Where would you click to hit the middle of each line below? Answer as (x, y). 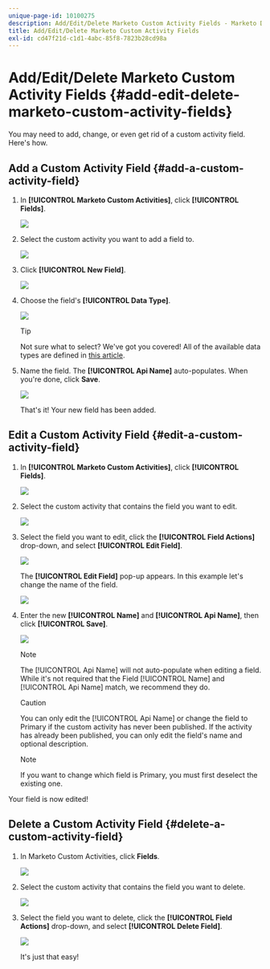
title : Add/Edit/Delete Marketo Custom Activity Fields (104, 31)
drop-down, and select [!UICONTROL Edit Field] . (101, 545)
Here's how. (28, 143)
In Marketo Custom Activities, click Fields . (90, 856)
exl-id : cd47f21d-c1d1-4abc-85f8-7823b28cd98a (88, 38)
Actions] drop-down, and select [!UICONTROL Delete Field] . (121, 926)
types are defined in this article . (72, 355)
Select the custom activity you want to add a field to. (107, 239)
